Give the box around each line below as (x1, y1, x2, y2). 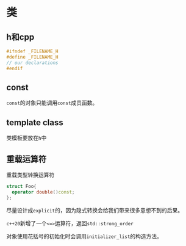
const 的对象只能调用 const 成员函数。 (6, 99, 98, 107)
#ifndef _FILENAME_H (6, 48, 59, 54)
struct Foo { (6, 183, 37, 189)
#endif (6, 65, 23, 71)
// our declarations (6, 59, 59, 66)
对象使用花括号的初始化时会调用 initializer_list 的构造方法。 (6, 233, 163, 240)
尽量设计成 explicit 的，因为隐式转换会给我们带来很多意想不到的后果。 (6, 206, 184, 214)
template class (6, 117, 64, 128)
